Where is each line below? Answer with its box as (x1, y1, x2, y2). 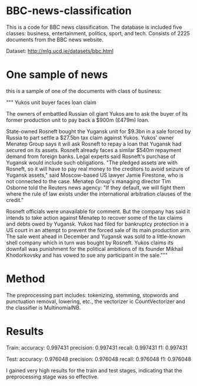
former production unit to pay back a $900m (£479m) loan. (6, 116, 150, 123)
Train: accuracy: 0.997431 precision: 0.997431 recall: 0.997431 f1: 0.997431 (6, 344, 188, 351)
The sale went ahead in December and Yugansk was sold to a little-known (6, 233, 186, 240)
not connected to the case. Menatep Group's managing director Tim (6, 177, 171, 184)
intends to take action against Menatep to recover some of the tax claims (6, 214, 183, 221)
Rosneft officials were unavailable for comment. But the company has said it (6, 207, 190, 215)
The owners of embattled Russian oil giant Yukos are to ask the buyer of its (6, 110, 188, 117)
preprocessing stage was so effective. (6, 373, 99, 380)
